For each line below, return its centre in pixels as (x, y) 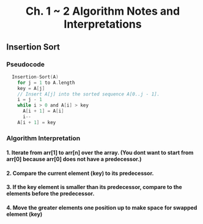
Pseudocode (25, 64)
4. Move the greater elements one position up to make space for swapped (102, 208)
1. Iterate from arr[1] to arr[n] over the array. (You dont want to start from (100, 153)
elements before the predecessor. (50, 193)
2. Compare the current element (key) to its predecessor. (80, 173)
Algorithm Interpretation (43, 138)
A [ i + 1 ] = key (37, 122)
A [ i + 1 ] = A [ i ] (43, 111)
